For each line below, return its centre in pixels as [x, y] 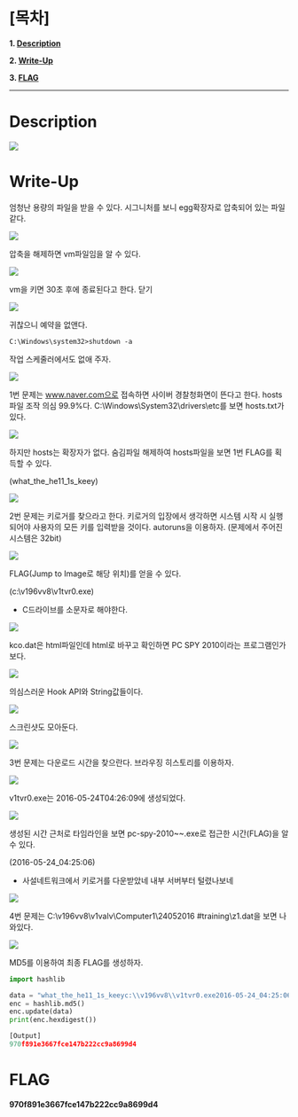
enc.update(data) [41, 1012]
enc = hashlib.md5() [47, 1004]
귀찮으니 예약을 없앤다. [48, 324]
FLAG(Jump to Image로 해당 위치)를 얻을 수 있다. [95, 574]
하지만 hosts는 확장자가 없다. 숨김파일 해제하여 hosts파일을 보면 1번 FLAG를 [141, 452]
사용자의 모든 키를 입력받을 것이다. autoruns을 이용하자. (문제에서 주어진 [158, 527]
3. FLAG [24, 77]
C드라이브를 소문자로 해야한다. [75, 609]
